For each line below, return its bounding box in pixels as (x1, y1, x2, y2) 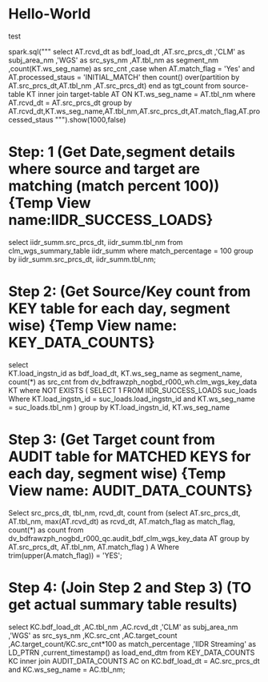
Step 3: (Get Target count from (8, 431, 216, 448)
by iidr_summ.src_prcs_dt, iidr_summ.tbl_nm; (8, 254, 156, 264)
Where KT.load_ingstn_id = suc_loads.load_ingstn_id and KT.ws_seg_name (8, 394, 256, 403)
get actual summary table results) (8, 596, 238, 613)
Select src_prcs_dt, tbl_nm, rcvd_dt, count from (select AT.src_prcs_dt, (8, 507, 241, 517)
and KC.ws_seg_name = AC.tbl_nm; (8, 664, 126, 674)
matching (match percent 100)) (8, 177, 220, 195)
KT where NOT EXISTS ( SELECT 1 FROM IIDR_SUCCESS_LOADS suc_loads (8, 385, 258, 395)
